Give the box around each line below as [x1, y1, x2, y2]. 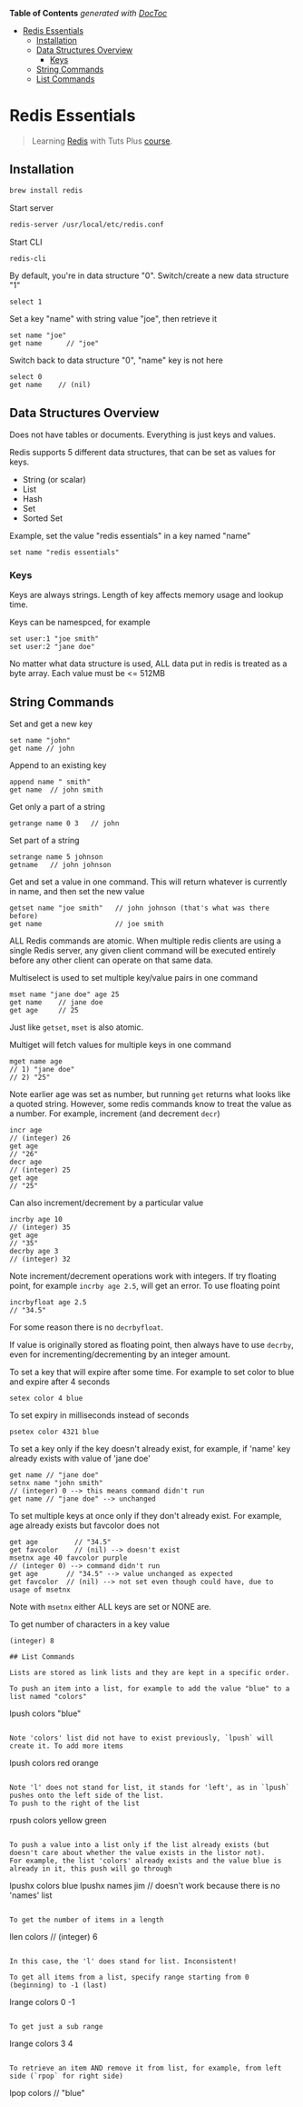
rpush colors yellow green [9, 1815, 107, 1826]
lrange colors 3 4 [9, 2038, 73, 2049]
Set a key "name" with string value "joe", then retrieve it [9, 314, 218, 325]
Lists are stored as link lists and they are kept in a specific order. [9, 1668, 290, 1678]
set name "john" [9, 736, 71, 745]
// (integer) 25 [9, 1165, 71, 1175]
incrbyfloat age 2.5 [9, 1298, 88, 1307]
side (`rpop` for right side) [9, 2072, 124, 2081]
